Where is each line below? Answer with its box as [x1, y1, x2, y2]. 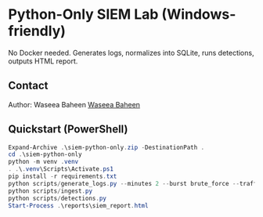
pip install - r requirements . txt [8, 172, 117, 181]
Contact [8, 79, 49, 92]
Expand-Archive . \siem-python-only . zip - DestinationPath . [8, 143, 205, 151]
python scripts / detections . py [8, 194, 107, 202]
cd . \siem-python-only [8, 150, 82, 158]
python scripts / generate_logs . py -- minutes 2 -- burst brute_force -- [8, 179, 240, 187]
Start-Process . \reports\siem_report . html [8, 201, 149, 209]
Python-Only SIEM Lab [8, 5, 159, 24]
